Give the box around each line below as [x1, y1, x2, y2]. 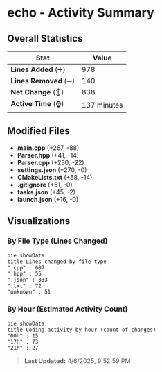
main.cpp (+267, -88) [17, 144, 80, 152]
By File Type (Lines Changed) [7, 236, 108, 246]
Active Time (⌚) [10, 99, 64, 108]
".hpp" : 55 [7, 270, 42, 277]
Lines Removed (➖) [10, 76, 75, 85]
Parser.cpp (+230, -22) [17, 158, 84, 167]
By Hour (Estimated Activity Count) [7, 304, 128, 314]
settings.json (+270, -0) [17, 165, 87, 174]
